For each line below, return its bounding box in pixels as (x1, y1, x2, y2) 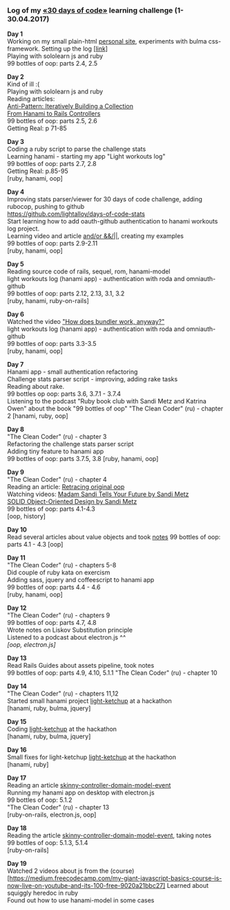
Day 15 (7, 718, 27, 726)
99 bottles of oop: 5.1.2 (7, 796, 73, 804)
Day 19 (7, 859, 27, 868)
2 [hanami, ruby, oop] (7, 412, 68, 420)
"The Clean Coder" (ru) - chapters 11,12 (7, 689, 119, 698)
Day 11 (7, 554, 26, 562)
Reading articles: (7, 95, 55, 103)
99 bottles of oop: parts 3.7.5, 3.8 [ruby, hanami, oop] (7, 455, 159, 463)
